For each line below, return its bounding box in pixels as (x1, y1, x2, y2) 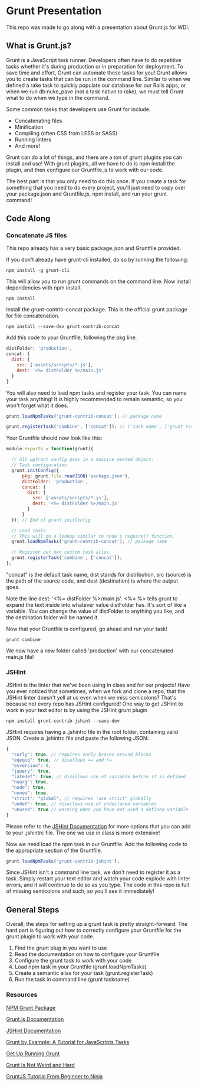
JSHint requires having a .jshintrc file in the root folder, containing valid (6, 729, 179, 736)
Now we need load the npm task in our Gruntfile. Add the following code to (6, 840, 187, 847)
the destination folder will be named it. (6, 613, 99, 621)
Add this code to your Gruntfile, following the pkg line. (6, 334, 137, 341)
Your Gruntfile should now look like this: (6, 434, 103, 441)
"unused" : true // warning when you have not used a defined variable (11, 807, 189, 812)
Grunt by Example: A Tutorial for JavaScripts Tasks (6, 1038, 130, 1045)
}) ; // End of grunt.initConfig (11, 517, 91, 523)
